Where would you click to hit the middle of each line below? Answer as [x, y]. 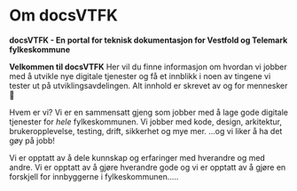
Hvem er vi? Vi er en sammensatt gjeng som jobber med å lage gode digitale [148, 112]
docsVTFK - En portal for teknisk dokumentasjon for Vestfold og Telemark [148, 40]
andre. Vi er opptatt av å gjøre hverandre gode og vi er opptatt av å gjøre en [148, 167]
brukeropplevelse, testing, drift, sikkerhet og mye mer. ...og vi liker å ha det [146, 131]
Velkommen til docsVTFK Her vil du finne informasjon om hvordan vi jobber [148, 67]
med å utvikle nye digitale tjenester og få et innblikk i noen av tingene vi [140, 76]
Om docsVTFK [63, 16]
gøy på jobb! [32, 140]
